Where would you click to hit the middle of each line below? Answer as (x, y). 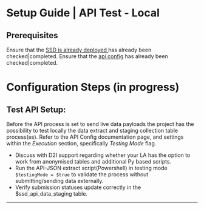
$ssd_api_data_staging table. (51, 194)
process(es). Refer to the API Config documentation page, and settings (95, 137)
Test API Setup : (36, 109)
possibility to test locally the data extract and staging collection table (92, 131)
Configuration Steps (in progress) (93, 87)
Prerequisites (32, 35)
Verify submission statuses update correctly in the (78, 187)
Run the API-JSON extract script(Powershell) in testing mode (91, 168)
